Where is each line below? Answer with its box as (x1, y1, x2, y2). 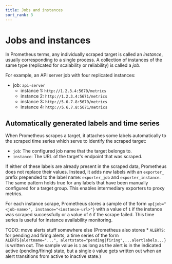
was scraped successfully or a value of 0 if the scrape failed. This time (5, 212, 155, 218)
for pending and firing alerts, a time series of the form (5, 232, 119, 239)
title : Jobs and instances (5, 7, 63, 13)
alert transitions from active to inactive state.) (5, 253, 102, 259)
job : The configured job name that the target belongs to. (12, 148, 132, 154)
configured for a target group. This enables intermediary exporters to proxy (5, 185, 165, 192)
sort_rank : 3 (5, 12, 33, 17)
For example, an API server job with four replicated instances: (5, 72, 136, 79)
